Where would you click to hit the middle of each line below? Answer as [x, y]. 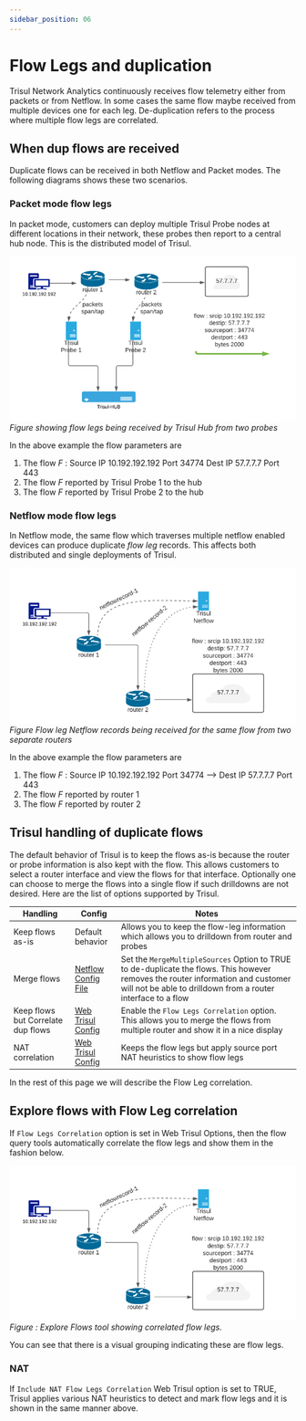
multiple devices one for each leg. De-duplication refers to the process [142, 110]
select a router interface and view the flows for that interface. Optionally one [153, 874]
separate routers [41, 739]
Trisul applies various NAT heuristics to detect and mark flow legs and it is [148, 1398]
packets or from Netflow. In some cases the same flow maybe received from [153, 100]
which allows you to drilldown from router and [207, 936]
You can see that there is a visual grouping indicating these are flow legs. [147, 1345]
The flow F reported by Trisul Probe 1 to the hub [112, 482]
